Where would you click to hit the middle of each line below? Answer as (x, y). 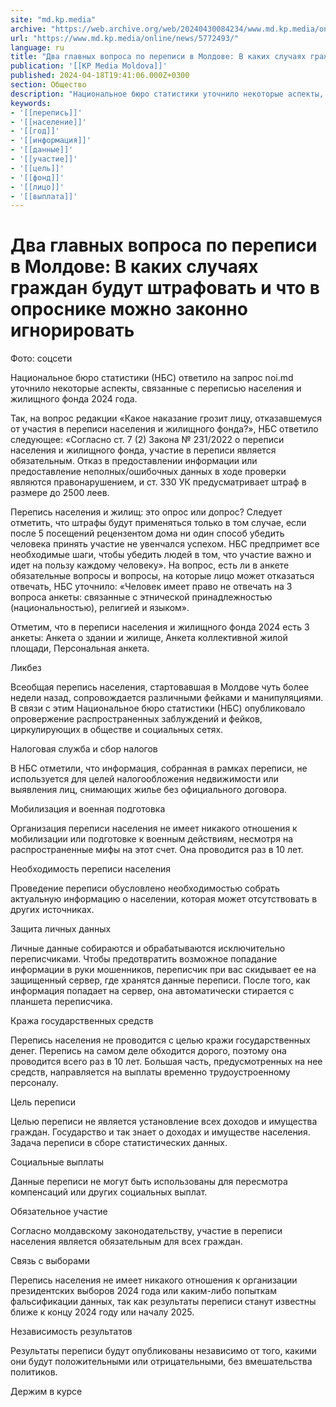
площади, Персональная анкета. (80, 648)
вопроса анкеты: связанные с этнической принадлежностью (141, 597)
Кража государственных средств (82, 1021)
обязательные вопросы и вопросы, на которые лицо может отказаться (162, 576)
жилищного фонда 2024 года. (74, 399)
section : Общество (48, 85)
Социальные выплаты (57, 1162)
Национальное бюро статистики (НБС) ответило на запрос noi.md (152, 378)
